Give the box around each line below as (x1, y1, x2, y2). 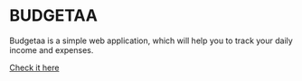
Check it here (9, 62, 60, 73)
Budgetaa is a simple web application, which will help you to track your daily (9, 35, 294, 46)
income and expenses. (9, 44, 94, 55)
